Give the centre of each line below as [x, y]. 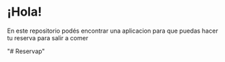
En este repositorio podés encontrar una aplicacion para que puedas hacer [113, 31]
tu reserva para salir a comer [48, 37]
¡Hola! [25, 12]
